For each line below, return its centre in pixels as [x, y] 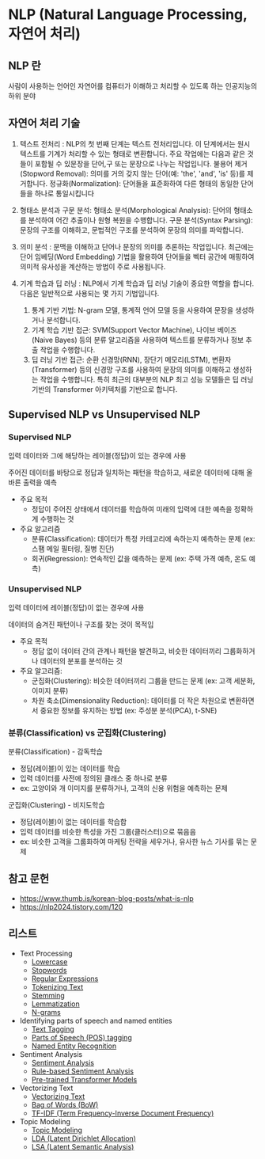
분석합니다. [63, 320]
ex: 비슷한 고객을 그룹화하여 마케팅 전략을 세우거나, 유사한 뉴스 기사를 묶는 [134, 842]
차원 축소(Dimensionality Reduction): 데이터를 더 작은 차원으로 [129, 700]
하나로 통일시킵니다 [64, 193]
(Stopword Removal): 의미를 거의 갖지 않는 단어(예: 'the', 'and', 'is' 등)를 [132, 173]
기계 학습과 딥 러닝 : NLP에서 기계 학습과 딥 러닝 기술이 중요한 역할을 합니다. [137, 283]
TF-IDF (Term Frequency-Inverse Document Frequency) [123, 1113]
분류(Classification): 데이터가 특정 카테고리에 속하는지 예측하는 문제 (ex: [143, 538]
